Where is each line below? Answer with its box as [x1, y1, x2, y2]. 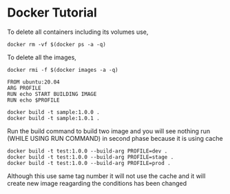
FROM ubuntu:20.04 [7, 78, 60, 86]
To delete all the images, [7, 53, 77, 61]
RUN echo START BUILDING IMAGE [7, 90, 97, 97]
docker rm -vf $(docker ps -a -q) [7, 41, 107, 48]
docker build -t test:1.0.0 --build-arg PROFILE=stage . [7, 153, 174, 160]
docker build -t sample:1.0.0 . [7, 108, 100, 115]
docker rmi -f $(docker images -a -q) [7, 66, 118, 73]
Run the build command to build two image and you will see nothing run [7, 126, 211, 135]
